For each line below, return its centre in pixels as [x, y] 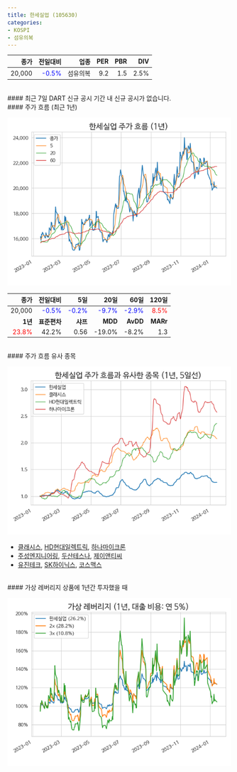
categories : [25, 22]
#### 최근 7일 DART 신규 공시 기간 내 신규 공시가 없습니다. [89, 98]
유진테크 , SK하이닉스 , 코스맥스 [60, 565]
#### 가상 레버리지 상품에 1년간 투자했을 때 [67, 588]
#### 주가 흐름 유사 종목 [42, 356]
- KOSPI [19, 30]
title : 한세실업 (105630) [43, 15]
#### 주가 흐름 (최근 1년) [43, 107]
